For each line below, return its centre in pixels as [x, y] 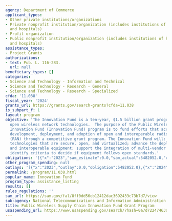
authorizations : [23, 58]
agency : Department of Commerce [40, 10]
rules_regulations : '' [29, 191]
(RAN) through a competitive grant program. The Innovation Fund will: [88, 139]
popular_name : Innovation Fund [39, 177]
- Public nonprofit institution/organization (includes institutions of [84, 39]
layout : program [23, 115]
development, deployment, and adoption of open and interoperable [82, 134]
